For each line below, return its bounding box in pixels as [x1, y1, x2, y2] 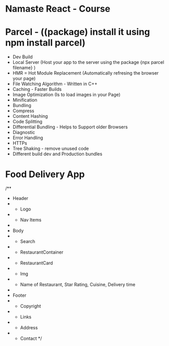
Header [12, 195, 29, 201]
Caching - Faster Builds [12, 86, 62, 92]
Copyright [20, 303, 41, 309]
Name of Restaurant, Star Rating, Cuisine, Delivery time [20, 282, 136, 288]
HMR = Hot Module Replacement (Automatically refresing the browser [12, 70, 159, 76]
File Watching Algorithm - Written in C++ [12, 81, 98, 87]
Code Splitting [12, 119, 43, 125]
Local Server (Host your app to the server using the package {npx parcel [12, 59, 164, 65]
